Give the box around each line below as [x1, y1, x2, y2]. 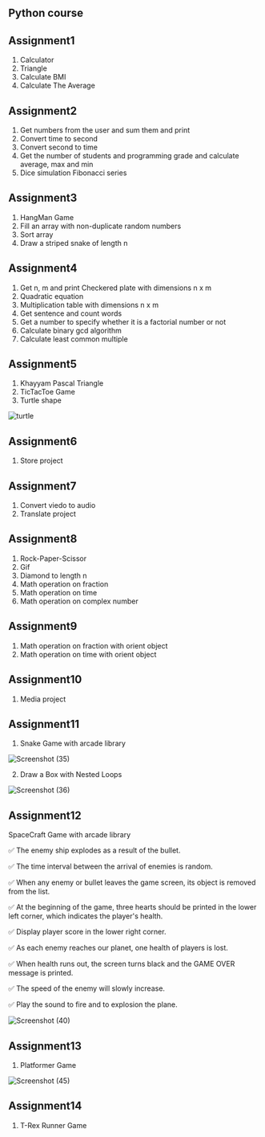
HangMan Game [19, 212, 74, 222]
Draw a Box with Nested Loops [19, 770, 122, 779]
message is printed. [8, 968, 74, 978]
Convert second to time [19, 142, 98, 152]
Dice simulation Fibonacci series [19, 168, 127, 178]
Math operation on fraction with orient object [19, 640, 168, 650]
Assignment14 [8, 1099, 82, 1113]
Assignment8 [8, 532, 78, 546]
